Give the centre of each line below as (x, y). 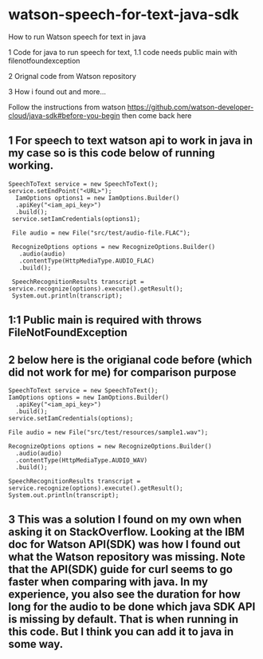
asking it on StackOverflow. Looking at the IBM (127, 532)
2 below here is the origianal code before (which (130, 359)
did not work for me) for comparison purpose (122, 372)
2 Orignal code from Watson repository (73, 76)
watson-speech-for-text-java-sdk (124, 15)
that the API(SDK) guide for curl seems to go (121, 569)
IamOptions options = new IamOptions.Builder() (89, 397)
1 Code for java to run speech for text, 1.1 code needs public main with (123, 52)
